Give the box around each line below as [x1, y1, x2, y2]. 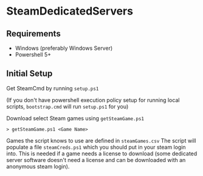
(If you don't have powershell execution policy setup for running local [6, 96, 180, 104]
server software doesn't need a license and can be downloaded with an [6, 156, 186, 163]
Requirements [6, 29, 61, 39]
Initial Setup [6, 69, 53, 79]
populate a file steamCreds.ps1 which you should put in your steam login [6, 143, 187, 151]
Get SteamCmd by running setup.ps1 [6, 84, 99, 92]
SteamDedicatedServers [6, 4, 134, 18]
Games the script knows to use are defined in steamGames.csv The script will [6, 137, 196, 144]
